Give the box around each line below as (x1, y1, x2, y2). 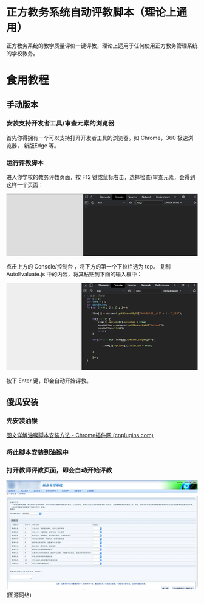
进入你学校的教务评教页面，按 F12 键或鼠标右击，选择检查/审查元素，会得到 (6, 174, 195, 181)
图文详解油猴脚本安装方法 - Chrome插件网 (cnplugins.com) (6, 431, 154, 438)
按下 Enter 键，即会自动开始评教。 (6, 377, 92, 384)
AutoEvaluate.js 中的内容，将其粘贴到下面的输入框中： (6, 270, 143, 278)
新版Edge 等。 (23, 141, 59, 149)
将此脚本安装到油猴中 (6, 448, 69, 457)
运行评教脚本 (6, 158, 44, 167)
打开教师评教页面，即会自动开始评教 (6, 466, 112, 474)
